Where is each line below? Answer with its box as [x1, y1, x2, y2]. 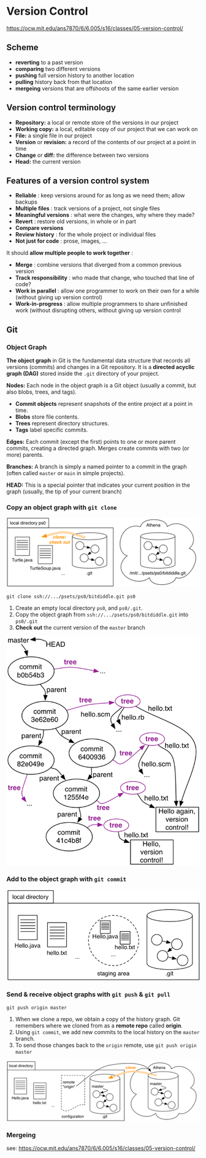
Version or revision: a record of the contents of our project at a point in [15, 138, 196, 145]
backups [15, 198, 38, 206]
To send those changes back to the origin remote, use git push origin [15, 1042, 197, 1049]
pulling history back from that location [15, 78, 113, 85]
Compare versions [15, 224, 64, 232]
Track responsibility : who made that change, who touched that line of [15, 274, 195, 281]
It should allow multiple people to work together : [6, 250, 133, 257]
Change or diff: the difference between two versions [15, 151, 149, 159]
